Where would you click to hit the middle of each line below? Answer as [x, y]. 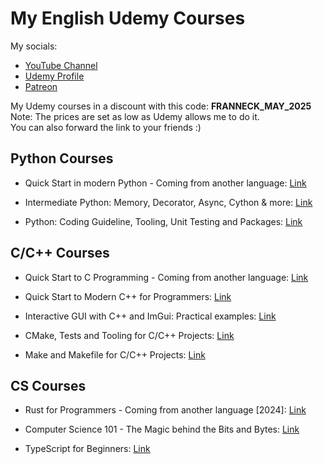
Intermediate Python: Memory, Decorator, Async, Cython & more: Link [168, 202]
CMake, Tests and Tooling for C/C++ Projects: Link [129, 335]
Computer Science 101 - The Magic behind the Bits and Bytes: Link [162, 429]
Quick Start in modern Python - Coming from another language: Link [165, 183]
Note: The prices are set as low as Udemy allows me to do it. [135, 116]
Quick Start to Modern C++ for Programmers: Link [128, 296]
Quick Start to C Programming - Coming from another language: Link [166, 277]
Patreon [41, 86]
